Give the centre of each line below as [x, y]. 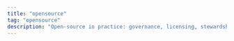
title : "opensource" [37, 14]
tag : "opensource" [34, 20]
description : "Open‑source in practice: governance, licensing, [102, 26]
